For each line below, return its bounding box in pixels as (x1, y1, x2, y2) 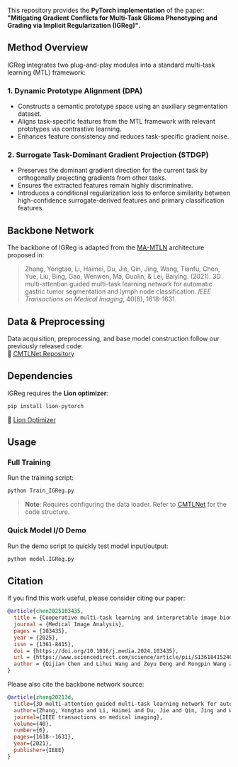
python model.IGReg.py (7, 555, 74, 562)
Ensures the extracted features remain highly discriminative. (17, 181, 193, 190)
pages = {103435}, (13, 627, 69, 635)
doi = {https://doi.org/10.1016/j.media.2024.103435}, (13, 647, 179, 655)
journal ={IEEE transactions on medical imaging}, (13, 714, 163, 721)
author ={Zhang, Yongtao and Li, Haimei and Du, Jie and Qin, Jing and (13, 707, 227, 714)
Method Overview (7, 42, 89, 54)
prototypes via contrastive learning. (17, 124, 122, 134)
